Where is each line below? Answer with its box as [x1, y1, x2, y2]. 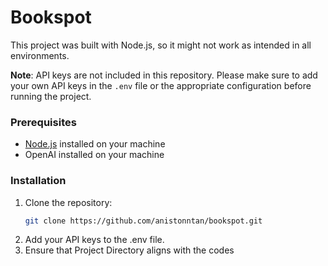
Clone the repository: [24, 196, 113, 208]
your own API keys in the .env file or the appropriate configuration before [10, 79, 312, 91]
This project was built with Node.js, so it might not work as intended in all [10, 39, 312, 51]
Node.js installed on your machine [24, 138, 166, 150]
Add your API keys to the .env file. [24, 234, 165, 246]
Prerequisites [10, 115, 77, 129]
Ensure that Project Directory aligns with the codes [24, 244, 235, 256]
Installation [10, 174, 67, 188]
